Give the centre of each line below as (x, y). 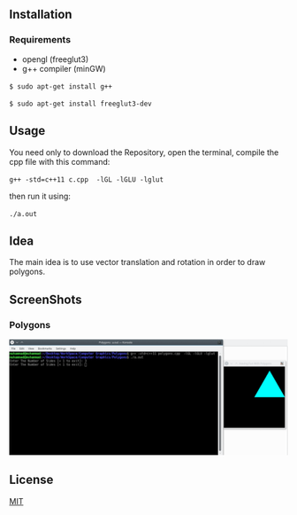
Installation (41, 15)
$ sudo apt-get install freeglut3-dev (80, 104)
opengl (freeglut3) (55, 59)
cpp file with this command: (60, 161)
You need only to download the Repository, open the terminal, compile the (144, 152)
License (31, 480)
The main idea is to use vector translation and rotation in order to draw (137, 262)
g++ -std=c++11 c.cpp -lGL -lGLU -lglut (87, 179)
